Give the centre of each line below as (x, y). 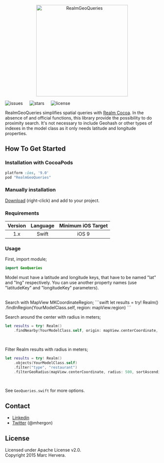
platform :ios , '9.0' (27, 173)
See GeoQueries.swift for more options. (45, 391)
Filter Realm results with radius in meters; (47, 349)
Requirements (22, 213)
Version (17, 226)
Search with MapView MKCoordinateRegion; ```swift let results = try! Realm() (82, 302)
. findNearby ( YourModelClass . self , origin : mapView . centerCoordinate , (86, 331)
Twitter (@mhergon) (32, 423)
